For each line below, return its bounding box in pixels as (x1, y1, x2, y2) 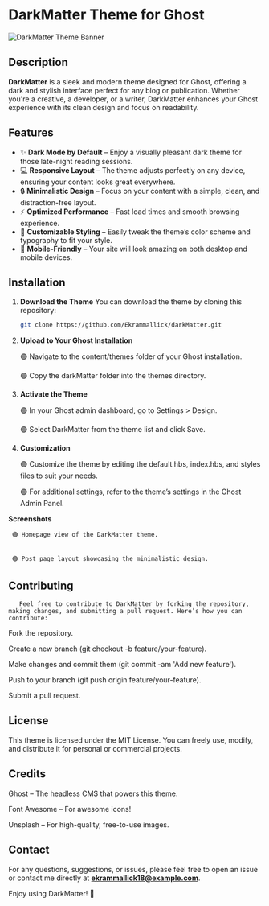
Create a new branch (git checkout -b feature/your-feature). (8, 644, 207, 653)
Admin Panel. (19, 499, 64, 509)
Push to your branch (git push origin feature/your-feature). (8, 675, 202, 685)
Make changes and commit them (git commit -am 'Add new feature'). (8, 660, 237, 669)
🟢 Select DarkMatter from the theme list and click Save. (19, 425, 206, 434)
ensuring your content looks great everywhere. (19, 177, 176, 187)
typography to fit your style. (19, 235, 112, 245)
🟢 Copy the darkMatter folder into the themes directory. (19, 371, 206, 381)
